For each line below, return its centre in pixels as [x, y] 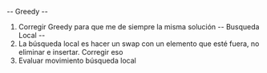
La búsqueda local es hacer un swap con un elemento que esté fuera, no [139, 44]
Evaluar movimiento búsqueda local [77, 60]
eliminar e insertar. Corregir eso [71, 52]
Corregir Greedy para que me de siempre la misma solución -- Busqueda [139, 27]
